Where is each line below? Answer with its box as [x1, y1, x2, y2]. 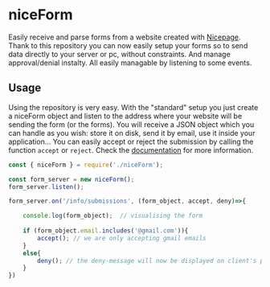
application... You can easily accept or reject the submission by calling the [8, 137, 254, 146]
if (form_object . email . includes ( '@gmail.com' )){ [22, 227, 189, 235]
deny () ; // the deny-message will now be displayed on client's [37, 256, 257, 264]
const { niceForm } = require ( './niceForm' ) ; [8, 161, 163, 169]
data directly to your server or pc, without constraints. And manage [8, 49, 231, 59]
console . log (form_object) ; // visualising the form [22, 211, 203, 220]
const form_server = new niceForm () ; [8, 175, 135, 183]
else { [22, 249, 42, 257]
